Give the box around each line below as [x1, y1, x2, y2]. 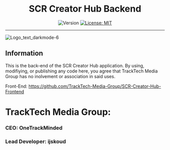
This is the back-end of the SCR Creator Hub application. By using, [5, 62, 145, 68]
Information [5, 49, 44, 58]
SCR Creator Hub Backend [28, 3, 142, 15]
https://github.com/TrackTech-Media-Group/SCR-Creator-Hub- [28, 83, 161, 89]
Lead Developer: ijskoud [5, 138, 66, 145]
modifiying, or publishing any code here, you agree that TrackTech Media [5, 68, 158, 74]
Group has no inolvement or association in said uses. [5, 73, 115, 79]
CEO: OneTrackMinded [5, 124, 63, 131]
